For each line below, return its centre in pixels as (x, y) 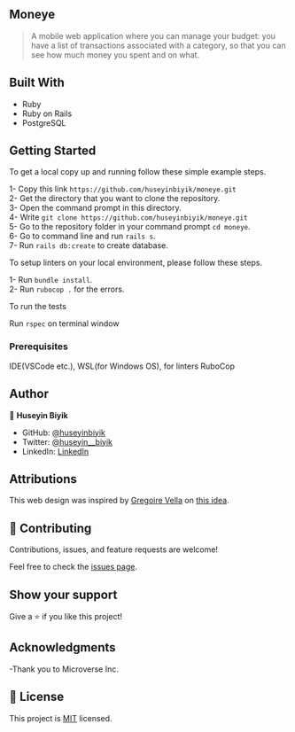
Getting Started (53, 151)
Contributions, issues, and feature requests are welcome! (114, 549)
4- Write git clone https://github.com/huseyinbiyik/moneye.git (128, 217)
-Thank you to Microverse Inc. (64, 669)
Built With (37, 83)
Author (29, 394)
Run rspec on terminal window (64, 323)
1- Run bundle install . (51, 280)
